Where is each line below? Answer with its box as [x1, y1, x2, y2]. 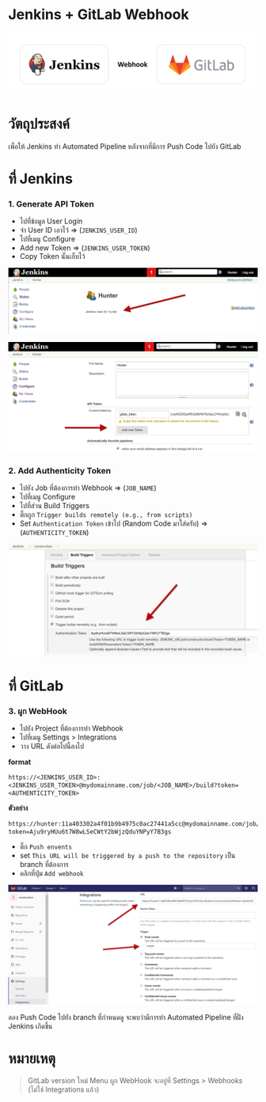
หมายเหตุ [8, 1049, 56, 1067]
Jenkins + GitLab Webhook [8, 6, 189, 24]
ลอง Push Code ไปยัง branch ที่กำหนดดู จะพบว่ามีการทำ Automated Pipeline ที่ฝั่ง [8, 1012, 244, 1022]
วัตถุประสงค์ [8, 115, 70, 133]
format [8, 758, 32, 767]
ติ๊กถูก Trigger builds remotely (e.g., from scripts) [19, 510, 193, 519]
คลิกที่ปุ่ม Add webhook [19, 868, 84, 878]
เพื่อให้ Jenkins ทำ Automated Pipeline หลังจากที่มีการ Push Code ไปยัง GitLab [8, 141, 241, 151]
